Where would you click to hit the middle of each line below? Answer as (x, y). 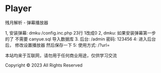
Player (18, 9)
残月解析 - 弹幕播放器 (27, 22)
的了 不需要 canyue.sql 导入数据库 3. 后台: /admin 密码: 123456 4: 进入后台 (80, 39)
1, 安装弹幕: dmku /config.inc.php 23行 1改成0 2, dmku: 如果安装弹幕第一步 (80, 33)
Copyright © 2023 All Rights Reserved (44, 65)
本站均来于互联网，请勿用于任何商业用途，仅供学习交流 (61, 55)
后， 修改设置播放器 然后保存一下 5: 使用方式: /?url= (57, 45)
